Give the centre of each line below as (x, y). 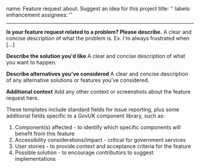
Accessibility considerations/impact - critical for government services (100, 140)
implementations (35, 159)
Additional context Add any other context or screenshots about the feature (99, 92)
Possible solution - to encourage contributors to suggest (84, 153)
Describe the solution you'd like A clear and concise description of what (96, 56)
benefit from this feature (45, 134)
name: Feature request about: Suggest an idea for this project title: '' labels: (99, 9)
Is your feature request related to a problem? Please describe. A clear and (99, 32)
